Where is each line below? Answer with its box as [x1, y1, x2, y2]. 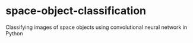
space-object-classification [5, 4, 147, 18]
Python [5, 29, 23, 37]
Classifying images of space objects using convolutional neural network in [5, 24, 188, 31]
